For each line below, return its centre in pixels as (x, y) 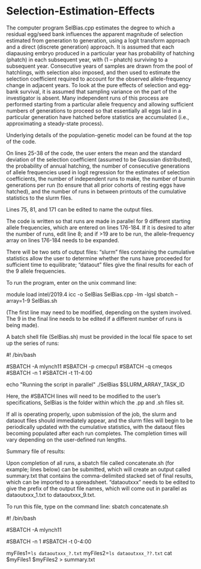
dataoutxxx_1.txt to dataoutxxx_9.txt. (51, 494)
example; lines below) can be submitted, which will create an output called (98, 469)
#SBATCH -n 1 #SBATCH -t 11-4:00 (49, 373)
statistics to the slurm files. (40, 198)
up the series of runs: (33, 343)
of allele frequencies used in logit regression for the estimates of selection (98, 172)
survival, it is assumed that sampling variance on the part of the (98, 91)
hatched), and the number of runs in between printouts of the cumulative (96, 191)
